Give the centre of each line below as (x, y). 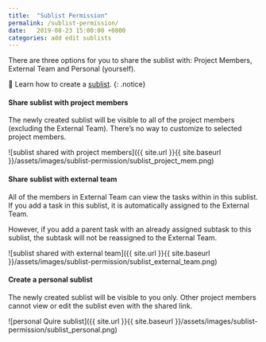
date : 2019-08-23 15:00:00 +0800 (67, 30)
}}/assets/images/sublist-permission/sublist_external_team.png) (113, 261)
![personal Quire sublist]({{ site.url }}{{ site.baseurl (91, 321)
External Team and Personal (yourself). (72, 69)
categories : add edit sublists (60, 38)
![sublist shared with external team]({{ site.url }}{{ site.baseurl (109, 253)
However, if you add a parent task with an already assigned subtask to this (130, 229)
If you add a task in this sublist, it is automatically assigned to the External (129, 205)
